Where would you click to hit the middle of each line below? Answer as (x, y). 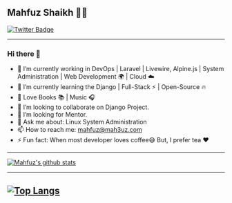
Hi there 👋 (24, 54)
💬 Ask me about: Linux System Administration (82, 122)
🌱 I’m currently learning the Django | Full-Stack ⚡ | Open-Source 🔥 (112, 87)
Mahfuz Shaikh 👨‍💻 (47, 13)
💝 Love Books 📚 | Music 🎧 (56, 97)
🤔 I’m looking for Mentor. (52, 115)
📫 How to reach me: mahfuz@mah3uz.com (80, 130)
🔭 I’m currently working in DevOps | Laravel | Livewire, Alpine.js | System (120, 69)
